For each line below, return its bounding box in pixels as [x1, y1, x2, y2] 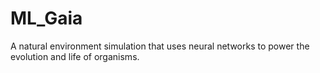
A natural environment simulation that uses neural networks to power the [10, 40, 310, 52]
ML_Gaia [10, 7, 83, 30]
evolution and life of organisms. [10, 50, 140, 62]
